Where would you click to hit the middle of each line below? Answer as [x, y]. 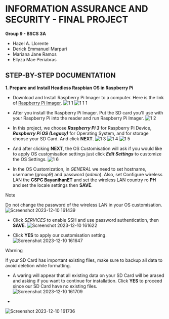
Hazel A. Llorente [31, 43]
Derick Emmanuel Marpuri [40, 49]
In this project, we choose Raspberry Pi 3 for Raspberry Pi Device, [82, 128]
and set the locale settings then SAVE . [52, 185]
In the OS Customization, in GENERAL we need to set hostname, [79, 169]
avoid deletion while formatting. [38, 265]
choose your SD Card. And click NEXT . [53, 138]
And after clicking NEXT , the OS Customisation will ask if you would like [87, 148]
